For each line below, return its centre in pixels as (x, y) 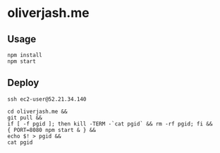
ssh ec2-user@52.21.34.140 (47, 99)
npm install (25, 55)
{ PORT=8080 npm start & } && (52, 130)
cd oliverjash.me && (38, 111)
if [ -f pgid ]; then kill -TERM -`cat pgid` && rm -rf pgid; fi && (110, 124)
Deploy (23, 83)
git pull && (25, 118)
